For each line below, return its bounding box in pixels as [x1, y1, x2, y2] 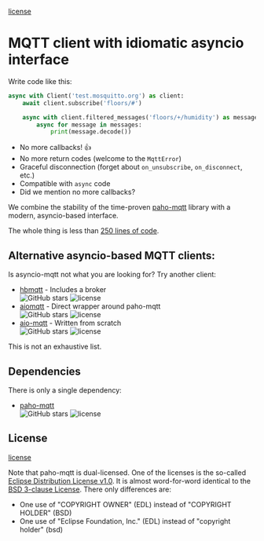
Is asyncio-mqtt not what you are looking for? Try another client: [8, 270, 216, 280]
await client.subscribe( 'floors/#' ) [22, 99, 143, 107]
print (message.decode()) [49, 128, 132, 136]
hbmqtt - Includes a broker [19, 285, 107, 294]
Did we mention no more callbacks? [19, 188, 136, 197]
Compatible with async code [19, 179, 111, 188]
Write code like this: [8, 76, 72, 86]
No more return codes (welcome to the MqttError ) [19, 154, 182, 163]
